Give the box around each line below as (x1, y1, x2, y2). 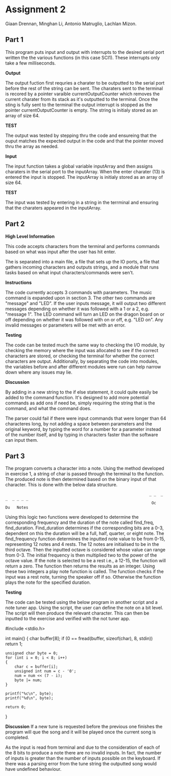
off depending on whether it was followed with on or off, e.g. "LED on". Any (5, 316, 163, 322)
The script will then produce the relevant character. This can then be (5, 610, 150, 616)
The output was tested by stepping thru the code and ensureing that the (5, 132, 157, 138)
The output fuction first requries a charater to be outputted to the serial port (5, 79, 165, 86)
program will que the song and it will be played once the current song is (5, 729, 156, 735)
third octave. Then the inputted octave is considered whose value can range (5, 547, 166, 553)
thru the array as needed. (5, 143, 59, 149)
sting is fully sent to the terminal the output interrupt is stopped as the (5, 101, 152, 108)
